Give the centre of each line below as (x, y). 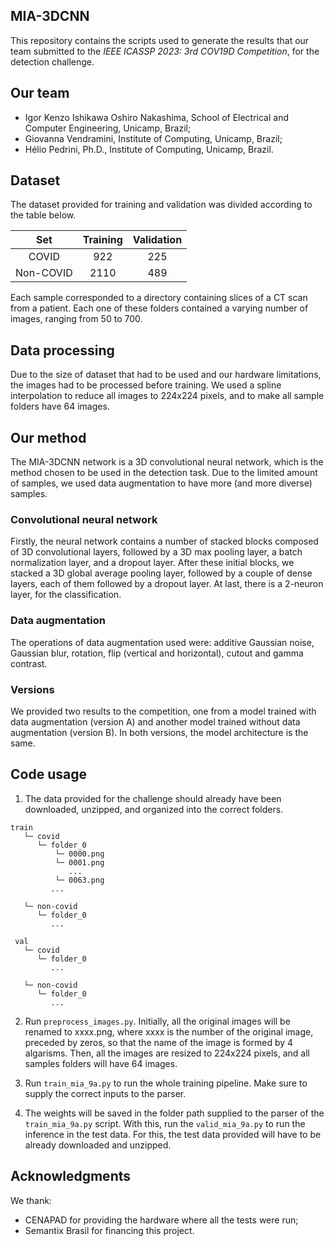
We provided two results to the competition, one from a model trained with (163, 711)
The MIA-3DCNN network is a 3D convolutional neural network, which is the (167, 462)
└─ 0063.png (79, 880)
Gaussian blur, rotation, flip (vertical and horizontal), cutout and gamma (157, 653)
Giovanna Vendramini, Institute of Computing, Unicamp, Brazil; (153, 138)
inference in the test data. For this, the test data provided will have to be (173, 1134)
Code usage (48, 774)
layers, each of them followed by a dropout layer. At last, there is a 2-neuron (167, 584)
